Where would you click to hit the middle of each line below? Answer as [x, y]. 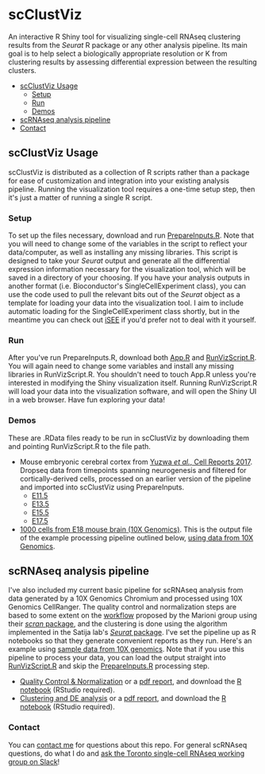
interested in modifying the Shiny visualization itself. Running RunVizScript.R [133, 383]
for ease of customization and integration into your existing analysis [119, 180]
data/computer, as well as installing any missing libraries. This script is [123, 253]
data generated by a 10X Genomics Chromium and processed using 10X [125, 598]
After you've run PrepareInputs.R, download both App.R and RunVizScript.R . [132, 358]
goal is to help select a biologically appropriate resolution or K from [118, 53]
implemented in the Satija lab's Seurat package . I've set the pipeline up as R [132, 633]
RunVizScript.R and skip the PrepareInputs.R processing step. [109, 666]
